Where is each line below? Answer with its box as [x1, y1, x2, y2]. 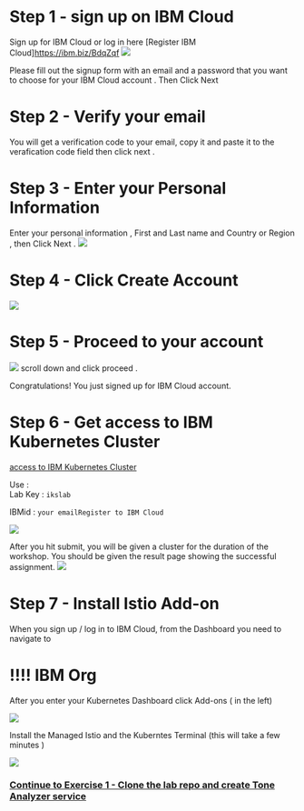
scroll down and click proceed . [20, 362, 138, 374]
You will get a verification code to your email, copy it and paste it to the [9, 136, 275, 147]
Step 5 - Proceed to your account [9, 331, 264, 352]
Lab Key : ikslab [9, 488, 71, 499]
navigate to [9, 633, 52, 644]
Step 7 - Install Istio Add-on [9, 593, 220, 614]
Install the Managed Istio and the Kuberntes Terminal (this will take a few [9, 729, 281, 740]
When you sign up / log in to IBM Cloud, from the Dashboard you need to [9, 623, 282, 634]
